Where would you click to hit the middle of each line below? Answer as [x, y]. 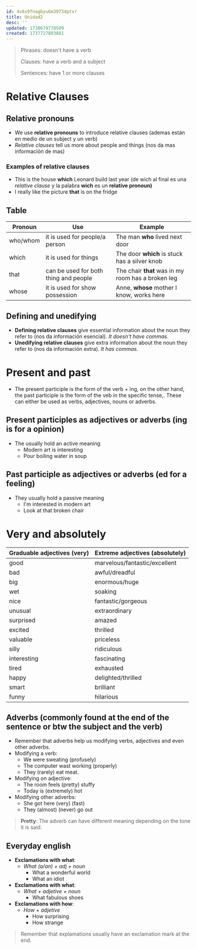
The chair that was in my [150, 271]
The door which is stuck [149, 254]
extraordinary [113, 610]
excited [19, 629]
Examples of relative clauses [48, 167]
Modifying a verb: [36, 754]
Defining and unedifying [51, 316]
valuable [21, 639]
